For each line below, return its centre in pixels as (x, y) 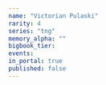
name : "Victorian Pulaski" (53, 16)
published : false (37, 69)
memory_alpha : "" (37, 38)
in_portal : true (35, 62)
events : (21, 53)
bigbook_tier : (32, 46)
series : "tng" (32, 31)
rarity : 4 (25, 23)
